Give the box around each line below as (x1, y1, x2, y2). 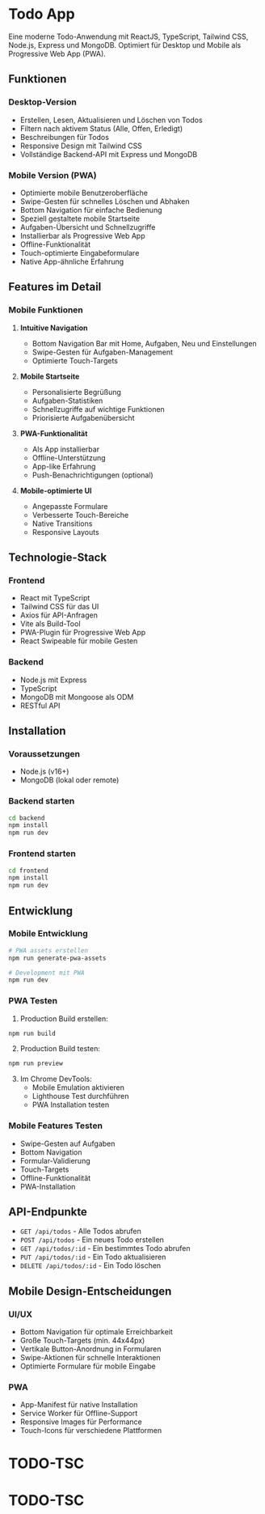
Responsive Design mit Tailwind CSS (19, 141, 143, 151)
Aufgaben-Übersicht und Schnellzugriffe (19, 222, 156, 231)
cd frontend (8, 867, 48, 875)
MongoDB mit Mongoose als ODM (19, 692, 134, 702)
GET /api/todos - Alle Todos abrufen (19, 1227, 141, 1236)
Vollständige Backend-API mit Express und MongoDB (19, 149, 198, 159)
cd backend (8, 814, 45, 822)
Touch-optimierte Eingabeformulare (19, 248, 140, 257)
